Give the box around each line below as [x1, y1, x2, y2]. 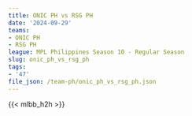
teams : [8, 26, 30, 34]
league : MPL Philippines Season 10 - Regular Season [8, 48, 185, 56]
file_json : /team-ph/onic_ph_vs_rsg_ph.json [8, 77, 157, 85]
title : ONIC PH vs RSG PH [8, 11, 93, 20]
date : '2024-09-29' [8, 19, 72, 27]
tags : [8, 63, 26, 71]
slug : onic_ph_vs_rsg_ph [8, 56, 90, 64]
